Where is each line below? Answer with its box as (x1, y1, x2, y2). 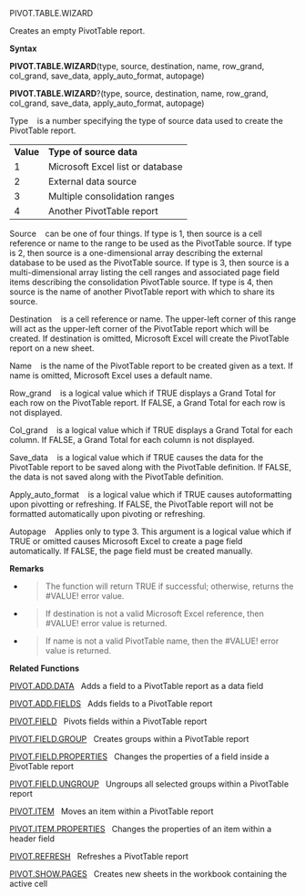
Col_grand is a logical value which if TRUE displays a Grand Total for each (9, 425, 293, 436)
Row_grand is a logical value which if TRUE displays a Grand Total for (9, 387, 276, 398)
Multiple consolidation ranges (48, 191, 175, 202)
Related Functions (9, 663, 80, 674)
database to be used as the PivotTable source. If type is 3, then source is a (9, 257, 290, 268)
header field (9, 833, 56, 844)
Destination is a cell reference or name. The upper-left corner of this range (9, 314, 297, 324)
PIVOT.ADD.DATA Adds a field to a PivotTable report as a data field (9, 681, 264, 691)
